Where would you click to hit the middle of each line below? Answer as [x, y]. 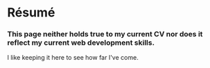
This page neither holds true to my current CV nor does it [105, 34]
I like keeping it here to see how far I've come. [73, 58]
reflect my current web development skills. [81, 43]
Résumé [31, 13]
